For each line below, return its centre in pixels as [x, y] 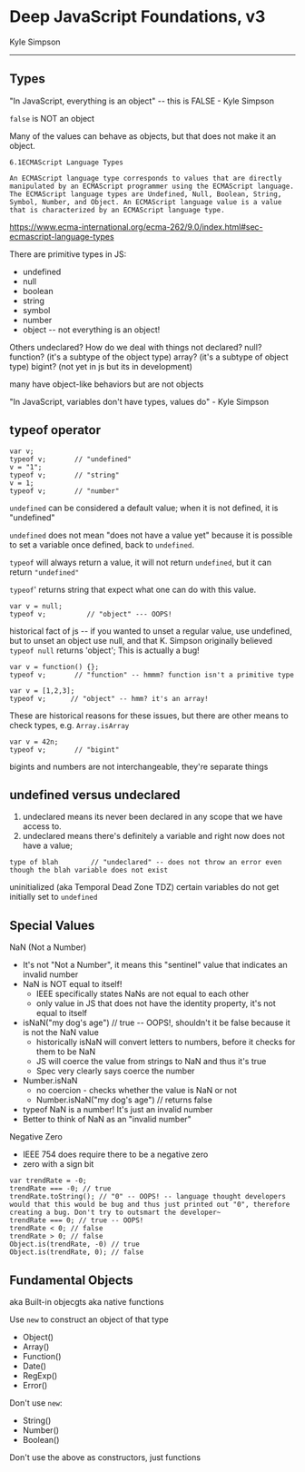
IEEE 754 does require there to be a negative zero [115, 1154]
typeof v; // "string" [64, 475]
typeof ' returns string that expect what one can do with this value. [133, 589]
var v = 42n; [34, 742]
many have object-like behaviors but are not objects [107, 384]
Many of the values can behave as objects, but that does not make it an [143, 136]
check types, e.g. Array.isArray [69, 725]
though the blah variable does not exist [89, 870]
